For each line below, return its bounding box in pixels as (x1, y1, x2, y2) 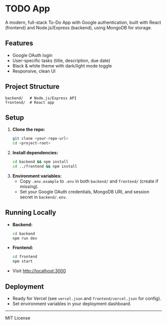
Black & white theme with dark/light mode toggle (12, 63, 112, 68)
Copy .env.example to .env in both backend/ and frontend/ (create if (19, 178, 159, 184)
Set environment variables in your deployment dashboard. (12, 301, 132, 307)
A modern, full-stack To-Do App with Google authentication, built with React (5, 19, 162, 25)
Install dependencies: (12, 150, 59, 156)
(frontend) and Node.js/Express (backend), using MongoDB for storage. (5, 24, 153, 30)
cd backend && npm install (12, 159, 69, 164)
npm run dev (12, 236, 37, 241)
